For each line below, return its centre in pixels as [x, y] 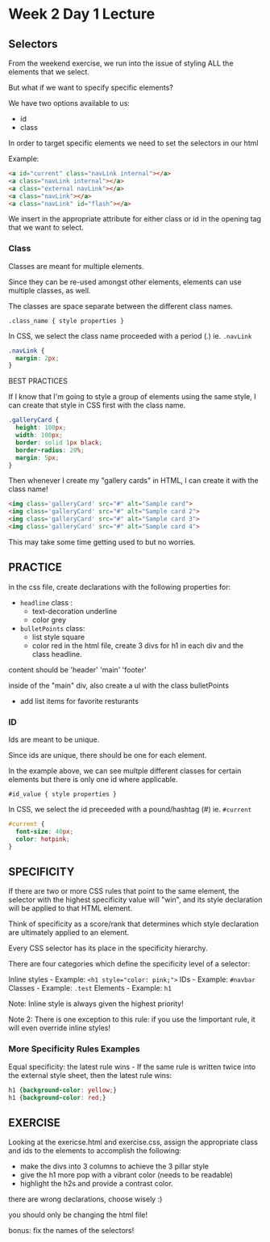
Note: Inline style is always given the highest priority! [96, 1004]
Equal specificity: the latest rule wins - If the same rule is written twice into [132, 1067]
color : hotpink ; [43, 839]
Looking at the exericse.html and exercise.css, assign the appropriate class [133, 1142]
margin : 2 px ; [37, 358]
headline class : [46, 602]
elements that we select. [49, 72]
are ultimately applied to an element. [69, 933]
